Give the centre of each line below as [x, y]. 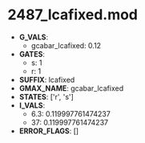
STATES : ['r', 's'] [46, 96]
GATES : [32, 54]
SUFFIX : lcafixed [47, 80]
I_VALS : [32, 105]
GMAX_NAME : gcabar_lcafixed [71, 88]
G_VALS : [34, 37]
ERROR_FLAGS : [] [49, 131]
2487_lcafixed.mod [72, 15]
